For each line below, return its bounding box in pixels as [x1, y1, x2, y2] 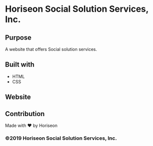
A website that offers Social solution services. [5, 47, 97, 52]
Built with [5, 60, 35, 69]
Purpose [5, 33, 32, 42]
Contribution [5, 109, 45, 118]
